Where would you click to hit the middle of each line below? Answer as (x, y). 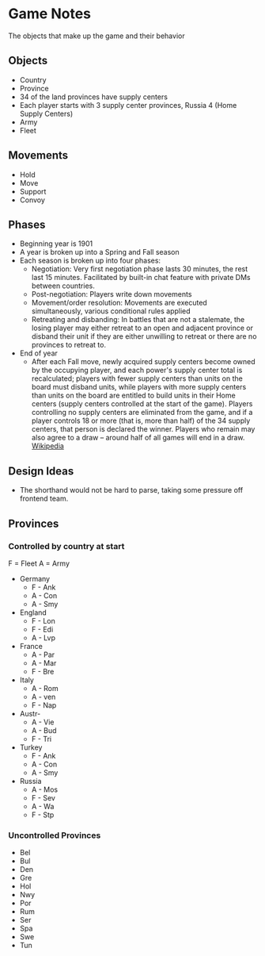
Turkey (31, 747)
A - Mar (44, 662)
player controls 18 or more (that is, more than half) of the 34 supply (141, 420)
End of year (38, 353)
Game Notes (49, 14)
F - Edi (42, 629)
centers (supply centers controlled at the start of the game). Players (142, 404)
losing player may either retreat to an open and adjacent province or (142, 328)
